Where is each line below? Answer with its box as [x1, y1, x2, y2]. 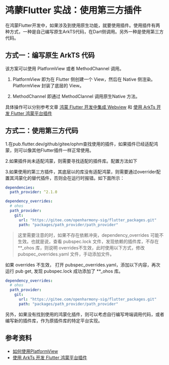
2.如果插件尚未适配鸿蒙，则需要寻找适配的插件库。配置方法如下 [5, 158, 138, 164]
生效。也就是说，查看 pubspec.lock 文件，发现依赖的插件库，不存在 [17, 238, 159, 244]
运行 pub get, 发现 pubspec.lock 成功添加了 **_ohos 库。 [5, 268, 124, 274]
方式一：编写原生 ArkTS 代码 [5, 51, 95, 60]
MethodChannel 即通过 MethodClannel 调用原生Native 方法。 [12, 93, 140, 99]
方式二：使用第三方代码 [5, 127, 78, 135]
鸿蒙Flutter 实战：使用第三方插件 [5, 5, 142, 16]
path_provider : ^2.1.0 [10, 190, 58, 195]
